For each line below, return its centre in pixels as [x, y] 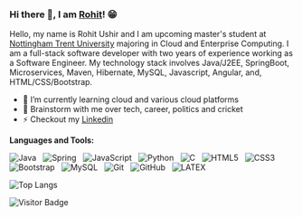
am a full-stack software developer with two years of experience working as [151, 53]
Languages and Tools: [52, 140]
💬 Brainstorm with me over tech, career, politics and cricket [133, 109]
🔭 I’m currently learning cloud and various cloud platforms [131, 99]
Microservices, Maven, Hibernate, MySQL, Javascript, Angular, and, [136, 72]
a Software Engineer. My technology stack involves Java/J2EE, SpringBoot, [150, 63]
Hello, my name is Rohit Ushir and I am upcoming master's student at [138, 34]
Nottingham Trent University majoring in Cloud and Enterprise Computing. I [149, 43]
